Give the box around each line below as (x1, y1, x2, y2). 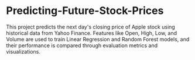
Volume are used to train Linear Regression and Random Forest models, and (6, 36, 190, 43)
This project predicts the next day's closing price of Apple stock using (6, 23, 176, 30)
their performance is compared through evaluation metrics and (6, 42, 158, 49)
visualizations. (6, 48, 41, 55)
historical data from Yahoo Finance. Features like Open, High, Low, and (6, 29, 177, 36)
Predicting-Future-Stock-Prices (6, 4, 164, 17)
